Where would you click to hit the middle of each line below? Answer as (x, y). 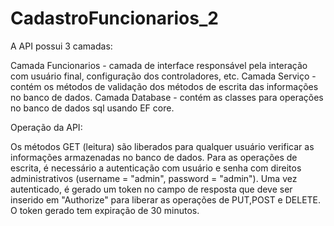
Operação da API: (46, 127)
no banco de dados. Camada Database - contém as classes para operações (167, 97)
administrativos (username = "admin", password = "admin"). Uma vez (154, 178)
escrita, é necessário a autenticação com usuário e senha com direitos (156, 168)
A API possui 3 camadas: (61, 46)
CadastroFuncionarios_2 (114, 18)
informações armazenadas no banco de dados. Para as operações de (154, 157)
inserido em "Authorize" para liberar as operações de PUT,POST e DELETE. (166, 199)
